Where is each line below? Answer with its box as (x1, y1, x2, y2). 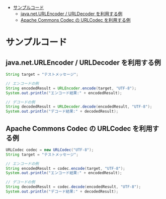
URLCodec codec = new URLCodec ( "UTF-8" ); (6, 147, 94, 153)
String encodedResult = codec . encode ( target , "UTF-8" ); (6, 166, 125, 171)
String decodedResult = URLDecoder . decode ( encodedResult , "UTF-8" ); (6, 104, 152, 110)
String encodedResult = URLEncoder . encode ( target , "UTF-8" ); (6, 85, 137, 91)
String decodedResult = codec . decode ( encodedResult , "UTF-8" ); (6, 184, 141, 189)
